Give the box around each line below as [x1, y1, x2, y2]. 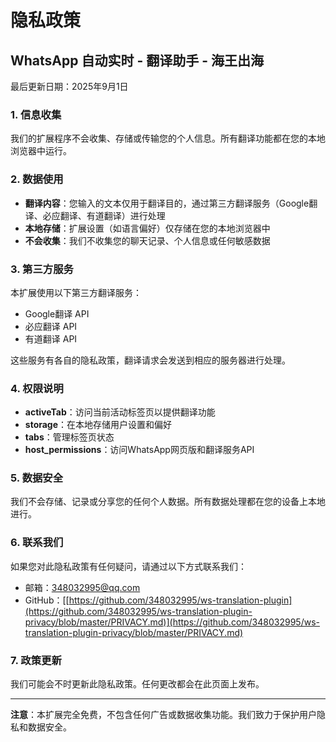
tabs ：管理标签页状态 [24, 431, 115, 443]
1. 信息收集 [10, 107, 62, 121]
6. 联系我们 [10, 536, 64, 550]
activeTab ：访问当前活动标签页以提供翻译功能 [24, 406, 216, 418]
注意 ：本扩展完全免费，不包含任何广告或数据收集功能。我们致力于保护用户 [10, 709, 317, 721]
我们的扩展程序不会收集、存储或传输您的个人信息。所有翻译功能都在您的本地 [10, 132, 326, 145]
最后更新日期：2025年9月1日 [10, 81, 129, 92]
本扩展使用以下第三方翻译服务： [10, 286, 142, 298]
